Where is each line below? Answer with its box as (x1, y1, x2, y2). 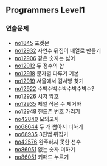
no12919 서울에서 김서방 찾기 (14, 77, 85, 85)
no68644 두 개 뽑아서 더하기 (14, 123, 83, 130)
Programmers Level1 (5, 5, 85, 15)
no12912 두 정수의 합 (14, 62, 64, 69)
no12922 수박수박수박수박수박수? (14, 85, 95, 92)
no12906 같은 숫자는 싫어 (14, 54, 75, 61)
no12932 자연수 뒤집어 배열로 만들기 (14, 47, 102, 54)
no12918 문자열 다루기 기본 (14, 69, 80, 77)
